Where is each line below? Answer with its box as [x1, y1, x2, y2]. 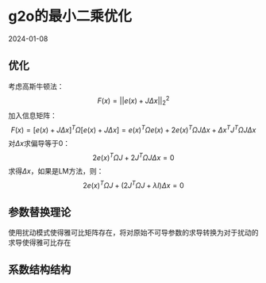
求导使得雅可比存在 [8, 237, 71, 247]
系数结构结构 [8, 263, 71, 277]
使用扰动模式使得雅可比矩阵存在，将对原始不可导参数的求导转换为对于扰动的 [8, 228, 259, 237]
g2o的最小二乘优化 [8, 7, 133, 25]
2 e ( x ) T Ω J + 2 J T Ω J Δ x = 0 [92, 151, 175, 163]
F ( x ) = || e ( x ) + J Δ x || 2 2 [97, 94, 170, 107]
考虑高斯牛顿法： [8, 81, 64, 91]
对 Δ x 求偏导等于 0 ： [8, 138, 71, 147]
